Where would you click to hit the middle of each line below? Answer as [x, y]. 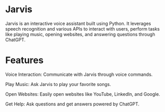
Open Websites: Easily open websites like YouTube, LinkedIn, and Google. [83, 94]
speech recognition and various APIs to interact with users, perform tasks [82, 29]
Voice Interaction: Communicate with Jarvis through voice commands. [79, 74]
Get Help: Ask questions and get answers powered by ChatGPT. [72, 104]
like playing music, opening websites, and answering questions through [80, 34]
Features [24, 60]
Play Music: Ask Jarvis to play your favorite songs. [58, 84]
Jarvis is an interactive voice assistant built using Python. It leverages [78, 23]
